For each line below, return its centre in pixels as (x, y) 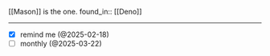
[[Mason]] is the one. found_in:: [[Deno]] (75, 12)
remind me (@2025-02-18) (65, 34)
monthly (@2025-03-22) (61, 44)
